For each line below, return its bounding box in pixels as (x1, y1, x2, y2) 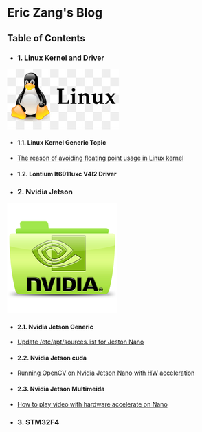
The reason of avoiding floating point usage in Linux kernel (16, 154, 184, 163)
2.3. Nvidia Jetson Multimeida (16, 384, 105, 393)
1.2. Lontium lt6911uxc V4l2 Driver (16, 169, 117, 178)
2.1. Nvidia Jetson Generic (16, 322, 94, 331)
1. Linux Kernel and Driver (16, 53, 104, 63)
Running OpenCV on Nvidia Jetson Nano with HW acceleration (16, 369, 195, 377)
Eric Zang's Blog (7, 5, 103, 21)
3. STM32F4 (16, 417, 60, 426)
